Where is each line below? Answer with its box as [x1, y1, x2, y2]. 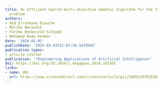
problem [9, 12, 25, 16]
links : [5, 66, 18, 71]
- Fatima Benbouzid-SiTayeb [5, 29, 62, 34]
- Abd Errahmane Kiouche [5, 20, 55, 26]
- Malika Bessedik [5, 25, 42, 30]
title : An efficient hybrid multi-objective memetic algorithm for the [5, 7, 153, 12]
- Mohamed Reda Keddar [5, 34, 51, 39]
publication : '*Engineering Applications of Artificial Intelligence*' [5, 57, 153, 61]
